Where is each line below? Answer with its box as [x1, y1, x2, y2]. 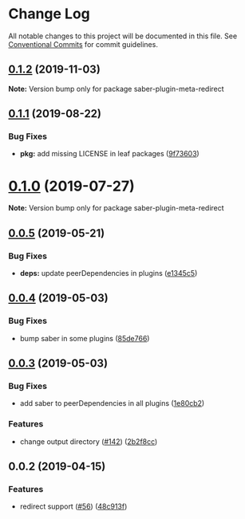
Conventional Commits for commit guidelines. [8, 39, 158, 49]
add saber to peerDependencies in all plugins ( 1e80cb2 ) [19, 399, 205, 408]
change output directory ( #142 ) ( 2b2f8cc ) [19, 436, 158, 446]
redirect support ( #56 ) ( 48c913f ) [19, 501, 128, 511]
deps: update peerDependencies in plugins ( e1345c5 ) [19, 269, 198, 278]
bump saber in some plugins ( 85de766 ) [19, 333, 150, 343]
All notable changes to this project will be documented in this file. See [8, 31, 238, 41]
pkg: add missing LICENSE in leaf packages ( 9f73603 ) [19, 149, 200, 159]
